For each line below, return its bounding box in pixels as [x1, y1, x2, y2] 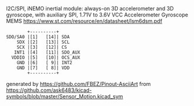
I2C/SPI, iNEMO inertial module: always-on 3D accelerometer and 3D [6, 5, 174, 12]
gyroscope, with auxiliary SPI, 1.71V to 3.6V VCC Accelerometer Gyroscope [6, 11, 189, 18]
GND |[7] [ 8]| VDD [17, 65, 70, 71]
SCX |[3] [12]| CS [17, 44, 67, 50]
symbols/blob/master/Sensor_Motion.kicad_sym [6, 93, 123, 100]
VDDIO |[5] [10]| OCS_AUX [11, 55, 81, 61]
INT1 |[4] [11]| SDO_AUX [14, 49, 81, 55]
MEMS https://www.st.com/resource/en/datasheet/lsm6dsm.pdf [6, 18, 163, 24]
